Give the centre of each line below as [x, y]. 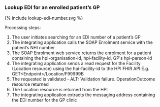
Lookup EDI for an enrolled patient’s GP [52, 7]
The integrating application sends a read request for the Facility [76, 64]
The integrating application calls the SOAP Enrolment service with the [82, 42]
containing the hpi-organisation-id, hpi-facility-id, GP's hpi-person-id [82, 58]
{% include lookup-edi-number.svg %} [44, 18]
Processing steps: [23, 28]
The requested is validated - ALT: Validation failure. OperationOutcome [83, 79]
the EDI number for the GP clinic [44, 100]
